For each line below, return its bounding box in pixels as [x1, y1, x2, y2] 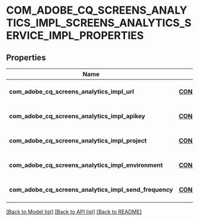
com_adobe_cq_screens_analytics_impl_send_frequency [9, 185, 174, 194]
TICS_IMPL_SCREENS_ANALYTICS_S [6, 16, 192, 30]
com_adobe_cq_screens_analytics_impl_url [9, 87, 134, 96]
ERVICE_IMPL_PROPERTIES [6, 29, 144, 42]
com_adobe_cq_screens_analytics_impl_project [9, 137, 147, 144]
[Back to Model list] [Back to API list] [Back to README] [6, 209, 142, 215]
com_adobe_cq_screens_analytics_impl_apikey [9, 112, 146, 120]
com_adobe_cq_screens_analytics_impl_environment [9, 161, 163, 169]
